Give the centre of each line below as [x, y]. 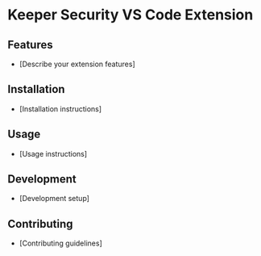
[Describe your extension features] [77, 64]
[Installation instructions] [60, 109]
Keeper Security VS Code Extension [130, 15]
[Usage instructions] [53, 153]
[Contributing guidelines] [60, 243]
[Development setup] [54, 199]
